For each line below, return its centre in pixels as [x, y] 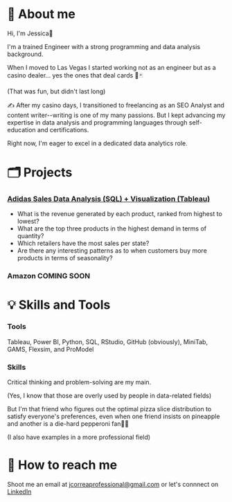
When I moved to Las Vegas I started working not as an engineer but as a [111, 67]
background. [25, 54]
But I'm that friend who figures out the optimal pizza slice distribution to [109, 409]
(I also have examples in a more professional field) [79, 437]
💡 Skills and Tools [59, 305]
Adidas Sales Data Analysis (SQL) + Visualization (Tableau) [109, 199]
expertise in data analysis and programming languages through [97, 122]
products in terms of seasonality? [65, 258]
